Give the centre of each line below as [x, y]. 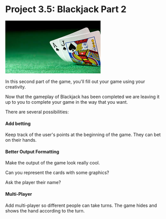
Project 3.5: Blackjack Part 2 [66, 9]
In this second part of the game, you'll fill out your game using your [75, 81]
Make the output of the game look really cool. [53, 163]
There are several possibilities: [37, 112]
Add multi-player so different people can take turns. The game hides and [81, 205]
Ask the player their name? [33, 183]
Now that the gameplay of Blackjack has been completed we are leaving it [82, 97]
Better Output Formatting [32, 151]
